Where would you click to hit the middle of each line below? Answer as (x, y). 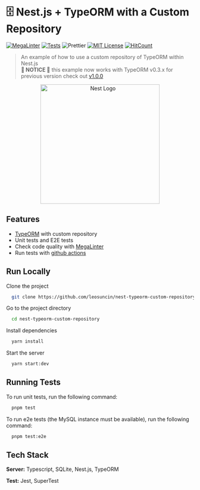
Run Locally (28, 272)
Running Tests (33, 382)
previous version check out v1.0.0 (62, 76)
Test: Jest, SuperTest (32, 481)
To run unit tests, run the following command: (62, 397)
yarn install (28, 341)
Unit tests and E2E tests (44, 240)
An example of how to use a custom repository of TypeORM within (102, 57)
